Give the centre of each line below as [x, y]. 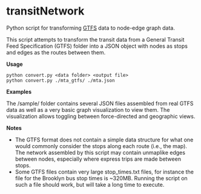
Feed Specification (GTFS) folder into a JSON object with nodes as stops [97, 46]
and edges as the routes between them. [56, 52]
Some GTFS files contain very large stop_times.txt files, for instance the [104, 172]
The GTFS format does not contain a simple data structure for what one [104, 140]
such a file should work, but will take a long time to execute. [90, 184]
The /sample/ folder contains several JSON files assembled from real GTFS [100, 103]
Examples [19, 91]
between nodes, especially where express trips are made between [98, 159]
